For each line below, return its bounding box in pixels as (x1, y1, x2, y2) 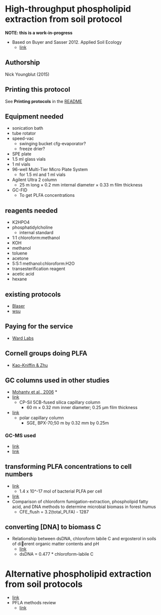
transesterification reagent (12, 266, 65, 272)
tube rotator (12, 130, 36, 137)
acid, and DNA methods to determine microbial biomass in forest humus (12, 504, 156, 510)
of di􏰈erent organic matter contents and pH (12, 541, 99, 547)
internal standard (19, 230, 54, 236)
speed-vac (12, 136, 34, 141)
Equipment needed (5, 112, 64, 120)
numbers (5, 470, 33, 478)
